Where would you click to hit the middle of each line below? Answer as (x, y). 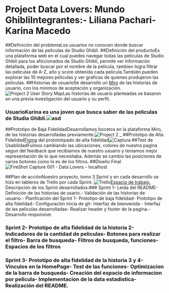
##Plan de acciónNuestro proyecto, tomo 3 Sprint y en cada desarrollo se (82, 177)
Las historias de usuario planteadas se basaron (112, 93)
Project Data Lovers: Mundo (65, 9)
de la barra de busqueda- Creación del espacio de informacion (83, 273)
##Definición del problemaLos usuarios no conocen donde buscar (74, 45)
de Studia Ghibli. (26, 118)
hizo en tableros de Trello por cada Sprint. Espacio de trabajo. (78, 182)
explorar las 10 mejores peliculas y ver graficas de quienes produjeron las (82, 77)
